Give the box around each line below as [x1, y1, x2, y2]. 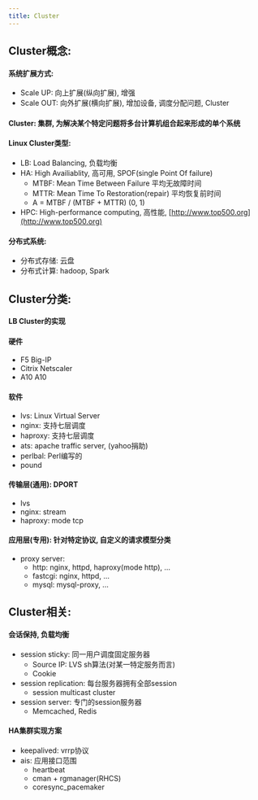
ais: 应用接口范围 [19, 755, 77, 765]
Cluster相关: [8, 605, 71, 619]
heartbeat [32, 764, 66, 774]
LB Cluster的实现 [8, 317, 67, 326]
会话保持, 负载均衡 [8, 630, 70, 639]
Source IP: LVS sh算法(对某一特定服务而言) [32, 659, 176, 669]
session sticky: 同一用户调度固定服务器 [19, 649, 151, 659]
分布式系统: [8, 236, 47, 246]
